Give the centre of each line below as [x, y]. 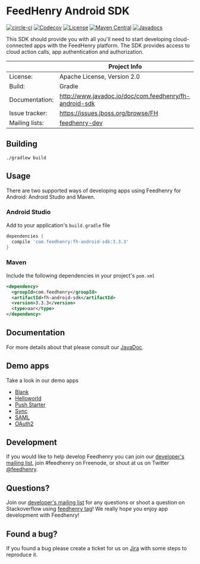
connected [19, 45]
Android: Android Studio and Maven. [51, 197]
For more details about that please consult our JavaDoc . [75, 347]
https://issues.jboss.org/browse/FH [109, 113]
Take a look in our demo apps [43, 380]
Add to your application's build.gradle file [58, 225]
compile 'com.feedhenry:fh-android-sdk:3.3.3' [70, 242]
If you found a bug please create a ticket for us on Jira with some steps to [97, 548]
